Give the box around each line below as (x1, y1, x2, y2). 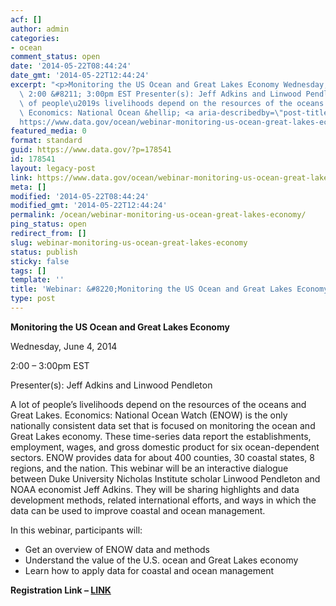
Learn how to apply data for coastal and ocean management (24, 564, 274, 576)
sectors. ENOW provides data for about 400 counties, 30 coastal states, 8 (10, 451, 315, 463)
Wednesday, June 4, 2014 (10, 340, 118, 352)
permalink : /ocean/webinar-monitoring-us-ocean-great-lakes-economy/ (10, 210, 307, 220)
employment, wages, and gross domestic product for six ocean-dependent (10, 441, 320, 453)
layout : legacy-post (10, 163, 97, 173)
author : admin (10, 24, 70, 34)
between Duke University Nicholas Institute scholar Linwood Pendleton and (10, 472, 321, 485)
